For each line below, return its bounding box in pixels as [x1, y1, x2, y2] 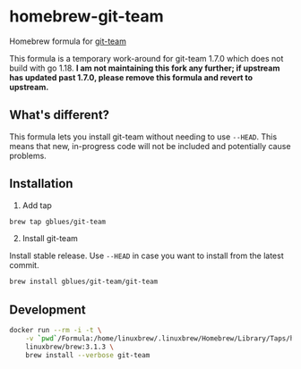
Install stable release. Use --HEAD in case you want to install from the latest [9, 250, 284, 261]
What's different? [9, 107, 110, 122]
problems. [9, 150, 47, 161]
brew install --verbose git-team [25, 350, 150, 359]
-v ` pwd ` [25, 334, 58, 343]
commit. [9, 260, 39, 271]
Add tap [21, 199, 52, 211]
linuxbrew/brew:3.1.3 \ [25, 342, 115, 351]
